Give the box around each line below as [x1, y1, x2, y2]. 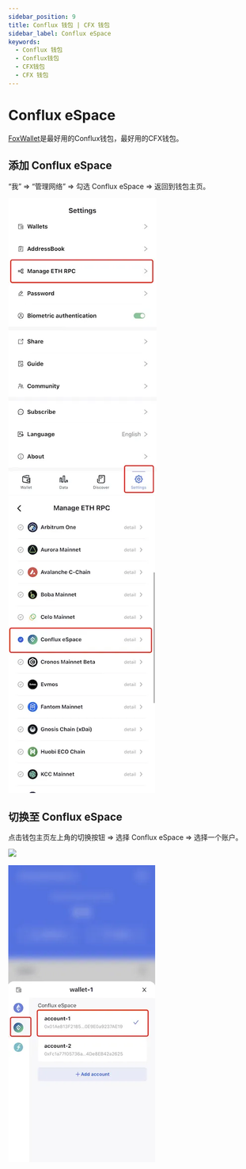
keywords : [8, 38, 41, 46]
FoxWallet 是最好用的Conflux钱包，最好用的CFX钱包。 [8, 133, 184, 142]
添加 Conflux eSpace [8, 159, 112, 173]
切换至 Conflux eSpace [8, 810, 123, 823]
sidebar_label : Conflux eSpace [8, 29, 112, 37]
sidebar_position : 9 [8, 13, 77, 21]
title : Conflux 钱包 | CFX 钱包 [8, 21, 111, 29]
